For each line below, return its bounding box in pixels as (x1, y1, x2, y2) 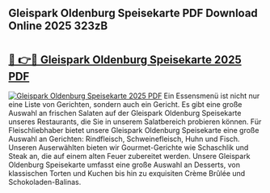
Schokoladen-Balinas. (8, 178, 82, 187)
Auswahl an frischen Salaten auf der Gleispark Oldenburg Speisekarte (8, 109, 242, 118)
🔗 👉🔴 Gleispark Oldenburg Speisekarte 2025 (8, 53, 242, 66)
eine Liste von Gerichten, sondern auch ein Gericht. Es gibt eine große (8, 100, 243, 109)
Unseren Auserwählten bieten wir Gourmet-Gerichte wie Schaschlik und (8, 143, 249, 152)
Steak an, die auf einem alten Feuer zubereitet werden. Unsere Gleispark (8, 152, 251, 161)
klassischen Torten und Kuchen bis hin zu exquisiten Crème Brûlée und (8, 169, 246, 178)
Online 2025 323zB (8, 19, 108, 33)
